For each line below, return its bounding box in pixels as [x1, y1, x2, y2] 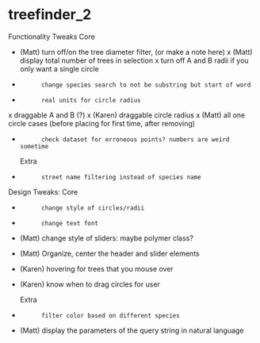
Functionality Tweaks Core [8, 32, 95, 41]
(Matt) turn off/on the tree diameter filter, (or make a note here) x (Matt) [19, 47, 253, 56]
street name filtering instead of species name [40, 173, 201, 181]
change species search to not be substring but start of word [40, 81, 251, 89]
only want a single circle [19, 64, 99, 73]
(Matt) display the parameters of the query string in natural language [19, 326, 244, 335]
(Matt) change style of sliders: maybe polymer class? [19, 233, 194, 243]
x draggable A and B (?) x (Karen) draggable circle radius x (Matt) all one [8, 110, 246, 120]
